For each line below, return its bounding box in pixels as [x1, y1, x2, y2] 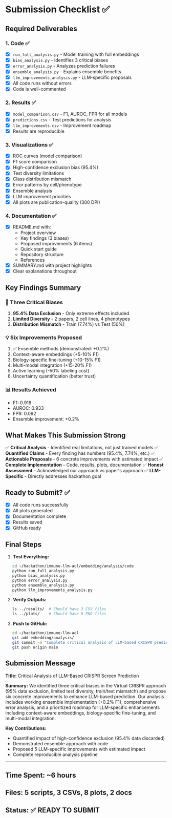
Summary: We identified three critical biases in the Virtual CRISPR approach [5, 682, 166, 688]
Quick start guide [20, 246, 57, 252]
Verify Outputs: [12, 597, 47, 603]
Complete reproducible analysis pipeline [12, 751, 98, 758]
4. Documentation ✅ [5, 212, 57, 219]
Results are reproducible [12, 128, 65, 134]
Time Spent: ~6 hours [5, 771, 76, 780]
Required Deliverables [5, 24, 78, 33]
